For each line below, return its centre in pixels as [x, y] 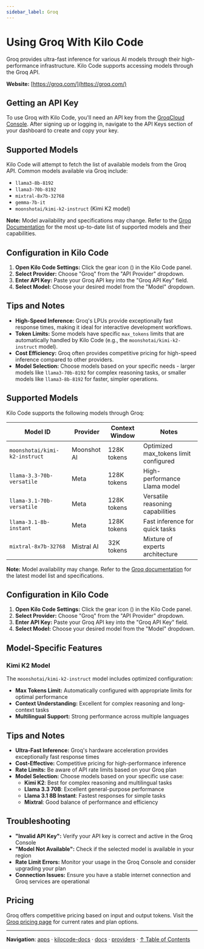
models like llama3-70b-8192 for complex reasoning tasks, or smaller [100, 372]
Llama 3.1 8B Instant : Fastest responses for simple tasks [95, 795]
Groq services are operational [52, 881]
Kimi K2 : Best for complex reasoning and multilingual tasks [98, 782]
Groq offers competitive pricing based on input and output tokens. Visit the [100, 915]
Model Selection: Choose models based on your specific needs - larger [105, 366]
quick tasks [159, 529]
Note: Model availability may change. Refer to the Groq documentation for [99, 569]
